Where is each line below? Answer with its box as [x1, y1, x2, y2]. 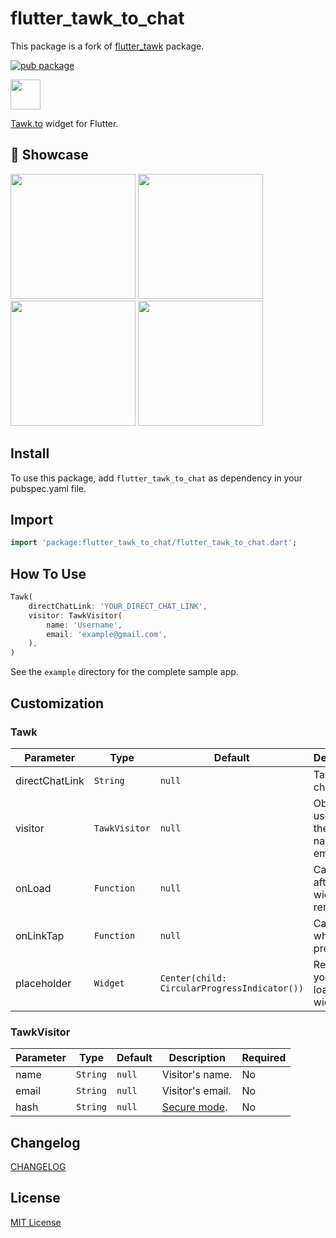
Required [241, 1051, 287, 1065]
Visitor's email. [161, 1084, 232, 1098]
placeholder [15, 976, 72, 990]
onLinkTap [15, 928, 65, 942]
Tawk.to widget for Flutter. [10, 117, 119, 129]
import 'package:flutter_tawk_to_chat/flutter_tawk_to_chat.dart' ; [10, 538, 298, 548]
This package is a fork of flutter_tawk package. [10, 40, 205, 52]
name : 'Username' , [46, 620, 123, 630]
